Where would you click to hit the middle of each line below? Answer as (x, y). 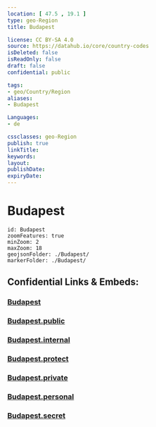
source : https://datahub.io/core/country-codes (78, 47)
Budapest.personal (41, 397)
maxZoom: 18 (25, 248)
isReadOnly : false (34, 60)
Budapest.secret (37, 415)
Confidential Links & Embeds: (73, 282)
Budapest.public (36, 321)
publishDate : (26, 170)
